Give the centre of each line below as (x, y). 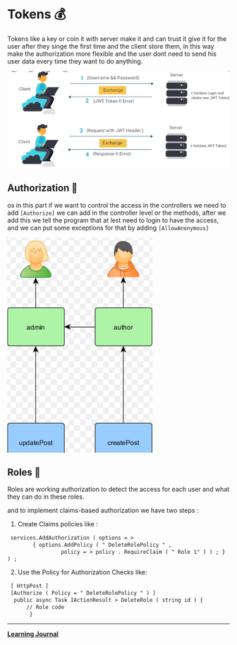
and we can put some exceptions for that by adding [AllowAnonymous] (108, 227)
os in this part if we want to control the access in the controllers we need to (117, 205)
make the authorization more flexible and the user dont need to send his (112, 54)
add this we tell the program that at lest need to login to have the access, (113, 220)
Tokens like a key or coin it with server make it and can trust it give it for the (117, 39)
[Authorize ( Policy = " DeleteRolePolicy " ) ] (83, 593)
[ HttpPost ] (30, 586)
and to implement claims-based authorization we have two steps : (103, 511)
